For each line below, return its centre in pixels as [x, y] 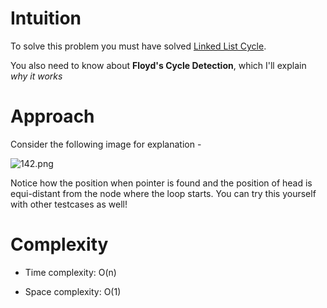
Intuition [46, 18]
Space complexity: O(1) [73, 291]
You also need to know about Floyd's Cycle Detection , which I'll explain [158, 65]
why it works [36, 76]
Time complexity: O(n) [70, 272]
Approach [52, 116]
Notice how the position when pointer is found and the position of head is [161, 183]
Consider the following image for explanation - [106, 144]
